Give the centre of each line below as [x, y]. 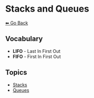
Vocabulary [24, 39]
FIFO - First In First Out [37, 56]
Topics [16, 72]
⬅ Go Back [17, 23]
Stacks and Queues [47, 9]
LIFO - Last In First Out [37, 51]
